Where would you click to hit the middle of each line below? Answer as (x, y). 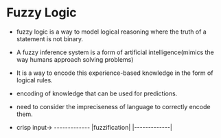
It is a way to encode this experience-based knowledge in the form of (115, 73)
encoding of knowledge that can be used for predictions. (97, 93)
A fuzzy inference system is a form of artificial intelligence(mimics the (115, 52)
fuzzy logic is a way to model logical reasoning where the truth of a (111, 32)
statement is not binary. (50, 38)
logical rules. (34, 80)
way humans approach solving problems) (75, 59)
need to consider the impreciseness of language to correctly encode (113, 106)
